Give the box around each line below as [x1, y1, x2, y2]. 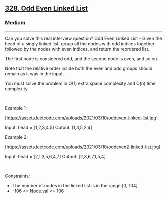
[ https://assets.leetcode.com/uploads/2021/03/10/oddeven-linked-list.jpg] [5, 115, 158, 121]
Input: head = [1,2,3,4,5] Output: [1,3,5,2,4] [5, 124, 93, 130]
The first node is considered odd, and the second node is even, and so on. [5, 55, 158, 62]
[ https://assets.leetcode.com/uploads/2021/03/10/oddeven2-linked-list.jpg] [5, 144, 161, 150]
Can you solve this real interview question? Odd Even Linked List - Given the [5, 35, 162, 41]
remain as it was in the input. [5, 70, 64, 77]
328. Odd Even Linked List [5, 4, 88, 13]
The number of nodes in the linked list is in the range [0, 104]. [12, 182, 139, 188]
